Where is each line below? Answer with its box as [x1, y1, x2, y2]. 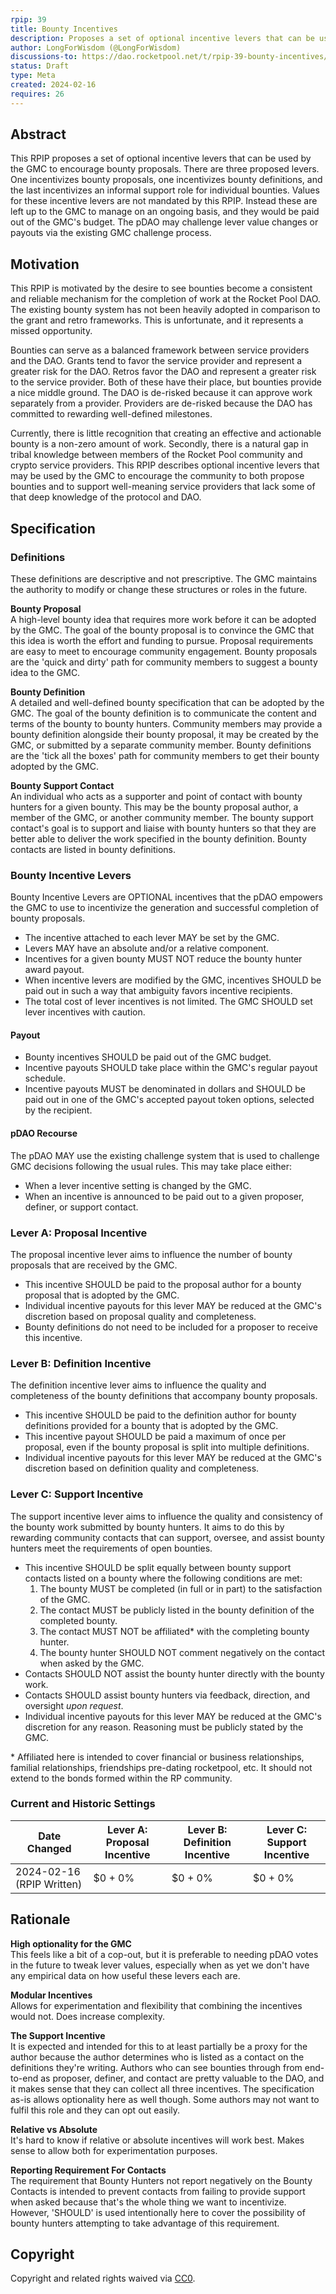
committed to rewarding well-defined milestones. [10, 408, 213, 420]
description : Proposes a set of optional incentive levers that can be [10, 33, 315, 43]
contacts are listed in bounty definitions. [10, 843, 177, 855]
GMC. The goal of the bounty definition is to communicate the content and [10, 707, 317, 719]
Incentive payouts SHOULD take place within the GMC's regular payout [24, 1062, 318, 1074]
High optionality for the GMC [10, 1937, 132, 1950]
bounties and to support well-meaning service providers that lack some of [10, 481, 316, 493]
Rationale [10, 1911, 71, 1928]
